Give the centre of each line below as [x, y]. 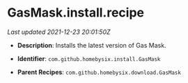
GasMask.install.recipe [76, 13]
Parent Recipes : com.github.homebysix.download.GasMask [99, 72]
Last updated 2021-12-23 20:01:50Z [59, 32]
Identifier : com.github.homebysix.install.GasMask [89, 58]
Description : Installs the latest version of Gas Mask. [92, 45]
